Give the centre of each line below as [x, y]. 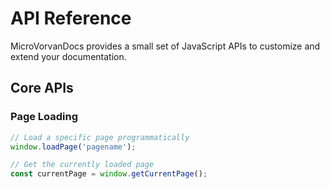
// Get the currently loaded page [82, 165]
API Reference [71, 18]
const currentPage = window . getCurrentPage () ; [109, 174]
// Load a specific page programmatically [100, 137]
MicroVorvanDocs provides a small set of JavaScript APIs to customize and [165, 46]
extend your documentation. [68, 56]
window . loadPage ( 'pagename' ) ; [73, 147]
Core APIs [42, 88]
